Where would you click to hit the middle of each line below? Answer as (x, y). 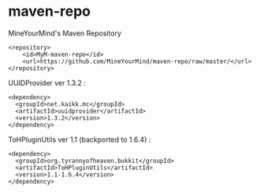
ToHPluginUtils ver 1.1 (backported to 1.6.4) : (80, 139)
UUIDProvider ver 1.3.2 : (47, 83)
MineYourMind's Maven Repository (65, 33)
